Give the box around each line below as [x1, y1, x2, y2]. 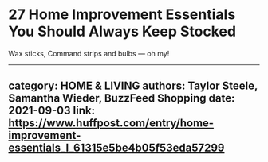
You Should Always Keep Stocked [8, 22, 237, 40]
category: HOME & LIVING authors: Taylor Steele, [8, 79, 258, 93]
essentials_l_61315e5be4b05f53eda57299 [8, 141, 225, 155]
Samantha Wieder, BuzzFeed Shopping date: [8, 91, 235, 105]
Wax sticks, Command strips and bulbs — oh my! [8, 48, 170, 58]
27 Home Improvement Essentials [8, 6, 236, 24]
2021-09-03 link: [8, 104, 96, 118]
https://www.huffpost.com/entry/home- [8, 117, 214, 130]
